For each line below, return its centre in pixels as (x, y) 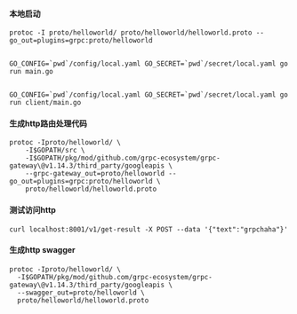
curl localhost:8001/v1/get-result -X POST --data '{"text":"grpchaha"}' (149, 229)
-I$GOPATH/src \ (56, 151)
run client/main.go (45, 103)
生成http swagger (42, 250)
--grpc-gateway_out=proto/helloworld (95, 174)
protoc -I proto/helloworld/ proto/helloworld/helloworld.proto (131, 33)
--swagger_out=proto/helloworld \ (81, 293)
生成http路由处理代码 (48, 123)
